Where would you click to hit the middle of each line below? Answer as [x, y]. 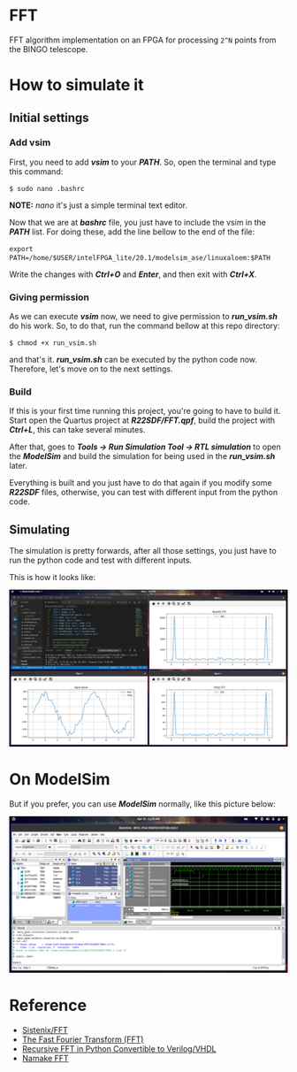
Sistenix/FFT [45, 1030]
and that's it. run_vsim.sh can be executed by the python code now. [133, 360]
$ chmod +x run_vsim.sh [53, 343]
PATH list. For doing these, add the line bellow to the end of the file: [132, 232]
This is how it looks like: [53, 578]
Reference [48, 1005]
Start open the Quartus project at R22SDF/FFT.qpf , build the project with [142, 420]
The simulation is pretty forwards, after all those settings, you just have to [143, 551]
